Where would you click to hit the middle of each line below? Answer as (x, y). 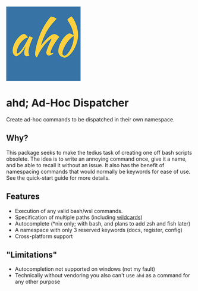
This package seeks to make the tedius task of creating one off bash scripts (99, 152)
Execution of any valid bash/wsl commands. (69, 211)
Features (23, 197)
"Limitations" (32, 254)
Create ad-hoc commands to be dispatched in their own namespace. (90, 119)
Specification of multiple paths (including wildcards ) (78, 217)
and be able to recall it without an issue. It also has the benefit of (85, 165)
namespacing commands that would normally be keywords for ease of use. (98, 171)
